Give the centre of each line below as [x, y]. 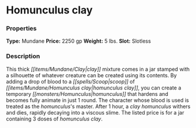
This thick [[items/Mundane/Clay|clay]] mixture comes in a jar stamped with [98, 69]
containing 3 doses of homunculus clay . [54, 119]
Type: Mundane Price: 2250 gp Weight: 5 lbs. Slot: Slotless [78, 41]
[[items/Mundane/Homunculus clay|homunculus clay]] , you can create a [94, 88]
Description [23, 56]
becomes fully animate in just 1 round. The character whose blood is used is [97, 100]
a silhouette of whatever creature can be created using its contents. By [92, 75]
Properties [21, 29]
